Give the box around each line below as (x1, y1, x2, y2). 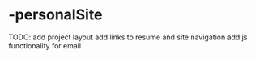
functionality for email (8, 40, 82, 50)
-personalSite (8, 6, 103, 24)
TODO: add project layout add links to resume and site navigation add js (8, 32, 248, 42)
